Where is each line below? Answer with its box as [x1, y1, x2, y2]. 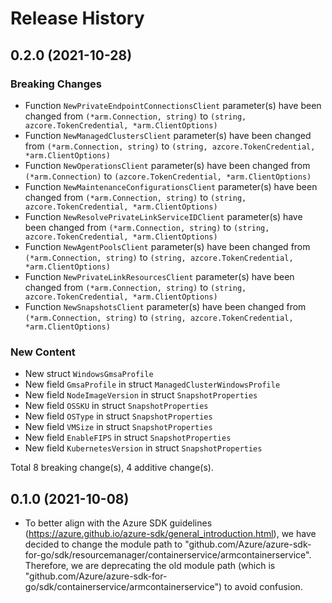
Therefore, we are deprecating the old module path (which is [24, 559, 276, 571]
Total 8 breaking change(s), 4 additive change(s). [10, 462, 214, 474]
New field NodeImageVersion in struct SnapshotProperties [24, 389, 258, 401]
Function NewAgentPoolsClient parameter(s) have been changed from [24, 240, 311, 252]
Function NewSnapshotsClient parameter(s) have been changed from [24, 300, 307, 312]
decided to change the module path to [24, 538, 183, 550]
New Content [10, 345, 76, 359]
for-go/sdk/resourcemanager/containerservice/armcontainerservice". [24, 548, 312, 561]
